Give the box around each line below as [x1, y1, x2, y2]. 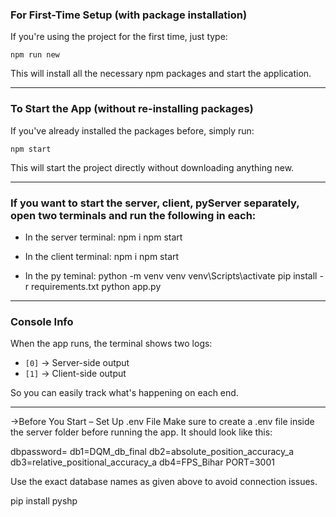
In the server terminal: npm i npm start [24, 231, 183, 243]
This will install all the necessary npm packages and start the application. [10, 68, 312, 80]
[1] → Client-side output [24, 368, 127, 380]
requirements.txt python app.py [31, 280, 162, 292]
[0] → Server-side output [24, 357, 130, 369]
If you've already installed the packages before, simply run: [10, 124, 255, 137]
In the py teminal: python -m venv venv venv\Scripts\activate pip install [24, 269, 318, 282]
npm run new [10, 50, 60, 60]
